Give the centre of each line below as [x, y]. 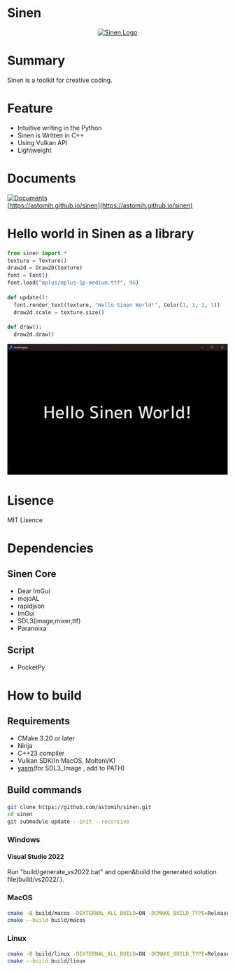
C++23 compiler [41, 753]
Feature [30, 108]
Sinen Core [32, 574]
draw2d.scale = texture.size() [59, 312]
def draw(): [24, 327]
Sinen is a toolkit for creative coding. [60, 80]
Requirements [38, 721]
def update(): [28, 297]
